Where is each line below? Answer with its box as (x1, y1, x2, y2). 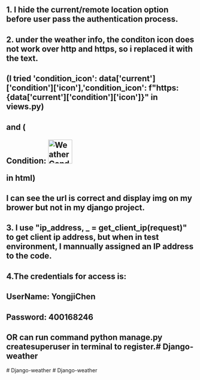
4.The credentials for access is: (6, 271, 127, 281)
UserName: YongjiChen (6, 291, 96, 302)
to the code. (6, 251, 52, 261)
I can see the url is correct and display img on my (6, 193, 193, 203)
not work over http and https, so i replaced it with (6, 44, 193, 54)
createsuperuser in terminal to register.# (6, 341, 162, 352)
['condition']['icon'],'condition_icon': (6, 83, 147, 93)
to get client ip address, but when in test (6, 232, 159, 242)
